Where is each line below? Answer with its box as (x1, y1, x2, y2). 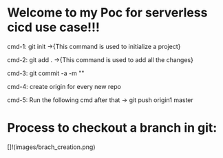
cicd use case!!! (7, 19, 100, 35)
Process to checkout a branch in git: (7, 120, 217, 136)
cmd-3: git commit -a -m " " (7, 69, 85, 77)
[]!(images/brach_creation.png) (7, 143, 96, 151)
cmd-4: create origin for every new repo (7, 82, 122, 90)
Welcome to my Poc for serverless (7, 5, 208, 21)
